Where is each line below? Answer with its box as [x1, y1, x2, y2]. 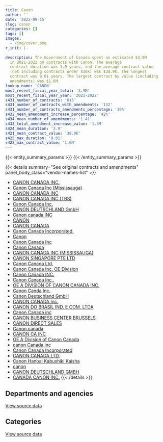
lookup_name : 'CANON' [5, 83, 51, 88]
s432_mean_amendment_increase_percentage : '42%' [5, 112, 111, 117]
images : [5, 36, 22, 41]
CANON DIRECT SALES [12, 320, 62, 326]
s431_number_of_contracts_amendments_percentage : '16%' [5, 107, 126, 112]
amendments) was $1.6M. [10, 79, 60, 84]
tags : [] [5, 31, 24, 36]
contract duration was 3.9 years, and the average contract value [10, 64, 154, 69]
